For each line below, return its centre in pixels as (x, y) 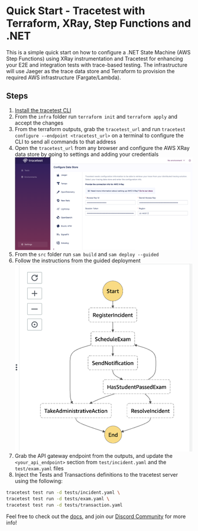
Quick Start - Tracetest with (76, 11)
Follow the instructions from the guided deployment (77, 260)
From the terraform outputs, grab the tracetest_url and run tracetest (100, 129)
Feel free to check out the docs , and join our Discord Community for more (96, 516)
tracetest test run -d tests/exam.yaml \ (58, 499)
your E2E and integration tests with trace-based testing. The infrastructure (97, 65)
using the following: (39, 481)
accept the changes (39, 123)
